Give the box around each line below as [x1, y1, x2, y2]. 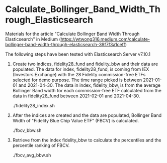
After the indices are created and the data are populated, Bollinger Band [12, 112, 162, 118]
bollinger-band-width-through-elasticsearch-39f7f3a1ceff [5, 41, 126, 47]
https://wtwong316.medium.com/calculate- [60, 36, 150, 42]
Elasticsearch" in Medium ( [5, 36, 61, 42]
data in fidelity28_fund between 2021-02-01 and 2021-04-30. [12, 93, 140, 99]
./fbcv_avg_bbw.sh [12, 152, 51, 158]
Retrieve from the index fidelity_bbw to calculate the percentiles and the [12, 137, 161, 143]
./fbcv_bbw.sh [12, 127, 42, 133]
